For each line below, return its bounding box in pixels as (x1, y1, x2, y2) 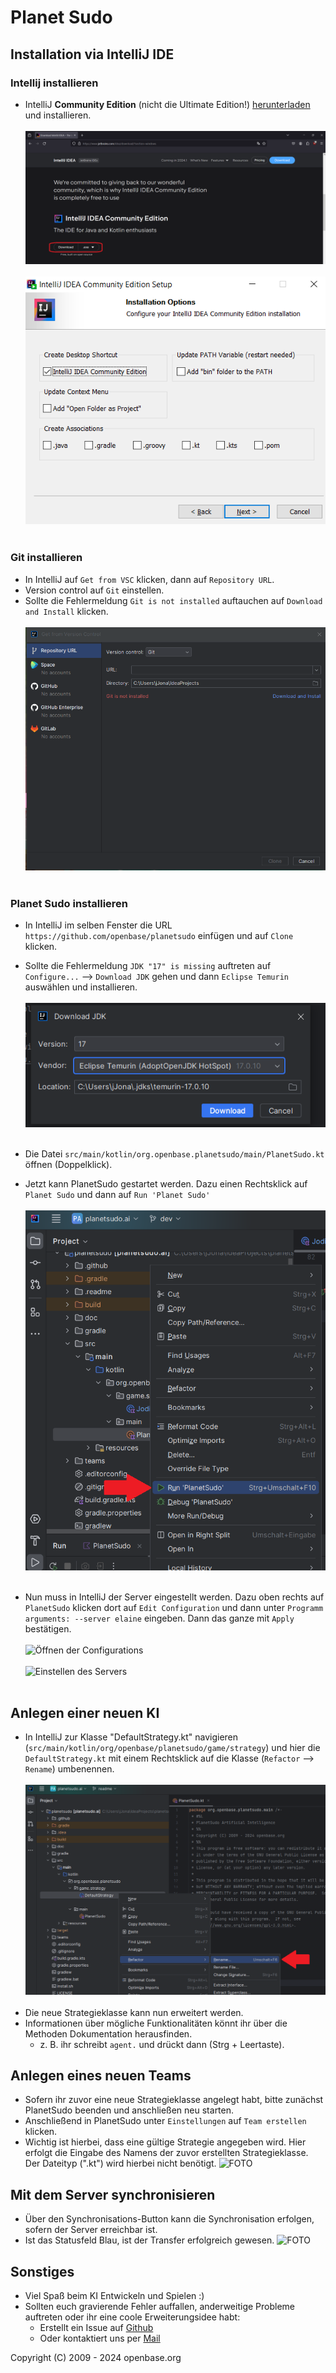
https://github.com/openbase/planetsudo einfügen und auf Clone (24, 930, 294, 942)
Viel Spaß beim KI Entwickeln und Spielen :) (24, 2290, 205, 2302)
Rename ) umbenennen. (24, 1763, 115, 1775)
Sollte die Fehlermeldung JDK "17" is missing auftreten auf (24, 960, 272, 972)
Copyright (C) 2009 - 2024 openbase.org (10, 2352, 182, 2364)
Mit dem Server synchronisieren (10, 2186, 216, 2203)
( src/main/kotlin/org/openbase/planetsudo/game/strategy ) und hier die (24, 1742, 321, 1754)
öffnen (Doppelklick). (24, 1158, 113, 1170)
